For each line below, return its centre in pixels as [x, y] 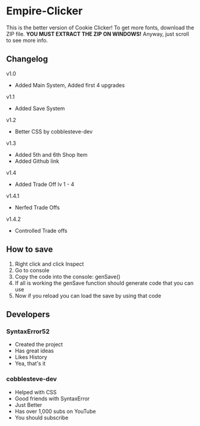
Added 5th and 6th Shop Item [51, 154]
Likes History [31, 357]
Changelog [27, 59]
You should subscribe [41, 418]
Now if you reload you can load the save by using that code [88, 296]
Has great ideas [34, 351]
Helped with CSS [36, 392]
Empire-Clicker [44, 11]
